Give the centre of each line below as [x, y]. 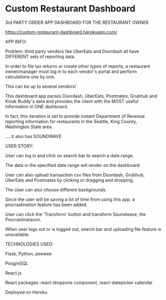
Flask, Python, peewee [29, 253]
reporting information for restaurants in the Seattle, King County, [71, 121]
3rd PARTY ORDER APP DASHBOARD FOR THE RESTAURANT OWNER [77, 22]
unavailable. [17, 234]
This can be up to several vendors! [41, 86]
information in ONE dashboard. [37, 106]
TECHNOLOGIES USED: [29, 244]
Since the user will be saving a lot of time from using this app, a [70, 199]
